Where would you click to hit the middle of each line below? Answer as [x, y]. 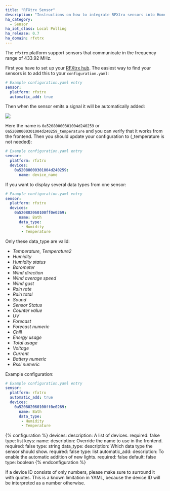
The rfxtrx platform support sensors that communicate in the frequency [81, 52]
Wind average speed [34, 278]
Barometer [24, 267]
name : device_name [38, 175]
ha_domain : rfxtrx [25, 39]
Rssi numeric [26, 364]
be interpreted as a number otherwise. [45, 483]
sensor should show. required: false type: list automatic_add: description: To [85, 451]
